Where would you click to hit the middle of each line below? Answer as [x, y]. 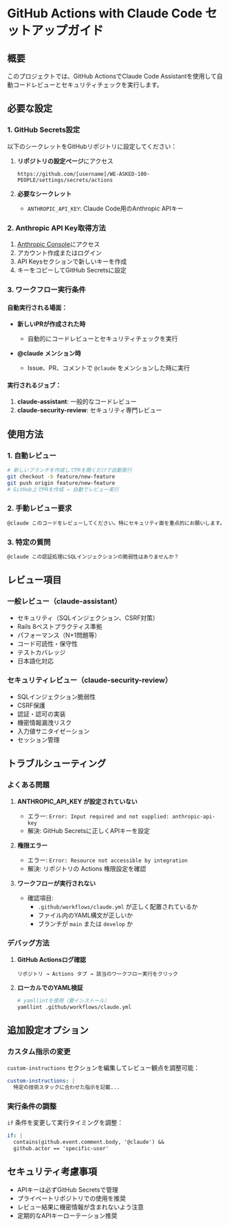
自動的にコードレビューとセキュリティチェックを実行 [102, 339]
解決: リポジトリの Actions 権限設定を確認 [87, 868]
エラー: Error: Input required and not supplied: [98, 816]
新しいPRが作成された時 [51, 324]
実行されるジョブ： [34, 385]
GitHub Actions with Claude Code [105, 13]
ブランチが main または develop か [85, 923]
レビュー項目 [34, 580]
